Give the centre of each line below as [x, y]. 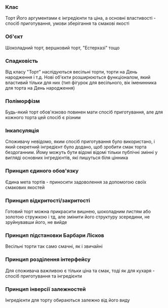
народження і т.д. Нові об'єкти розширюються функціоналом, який [78, 77]
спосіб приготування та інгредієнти [44, 276]
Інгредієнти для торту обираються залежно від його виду [68, 300]
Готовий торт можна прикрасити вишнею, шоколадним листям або [78, 212]
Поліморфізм [23, 101]
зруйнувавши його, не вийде [36, 222]
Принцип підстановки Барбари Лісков [55, 235]
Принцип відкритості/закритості [48, 200]
